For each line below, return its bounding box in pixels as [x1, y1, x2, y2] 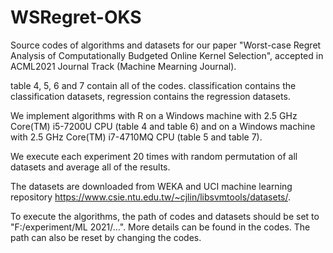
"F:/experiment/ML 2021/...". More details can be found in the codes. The [10, 221, 311, 233]
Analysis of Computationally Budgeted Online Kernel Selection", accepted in [10, 49, 324, 61]
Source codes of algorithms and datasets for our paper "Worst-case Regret [10, 39, 322, 51]
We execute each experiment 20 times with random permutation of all [10, 150, 298, 162]
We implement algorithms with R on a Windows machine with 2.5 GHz [10, 109, 298, 121]
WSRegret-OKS [10, 6, 142, 29]
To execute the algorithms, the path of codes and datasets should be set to [10, 210, 320, 222]
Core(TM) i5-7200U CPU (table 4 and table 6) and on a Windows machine [10, 120, 316, 132]
